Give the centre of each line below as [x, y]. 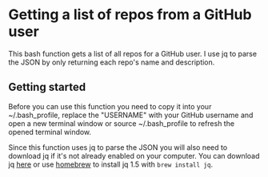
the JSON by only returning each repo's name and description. [112, 62]
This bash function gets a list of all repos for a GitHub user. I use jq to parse [133, 53]
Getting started [47, 87]
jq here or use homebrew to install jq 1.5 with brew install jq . [111, 164]
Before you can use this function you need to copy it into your [110, 106]
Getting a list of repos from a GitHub [130, 15]
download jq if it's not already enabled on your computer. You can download [134, 155]
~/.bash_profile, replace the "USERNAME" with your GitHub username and [131, 115]
